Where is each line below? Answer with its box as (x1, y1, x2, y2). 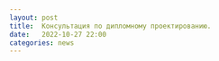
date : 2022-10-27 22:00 (9, 30, 106, 39)
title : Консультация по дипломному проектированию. (9, 22, 212, 30)
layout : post (9, 13, 59, 22)
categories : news (9, 38, 75, 48)
